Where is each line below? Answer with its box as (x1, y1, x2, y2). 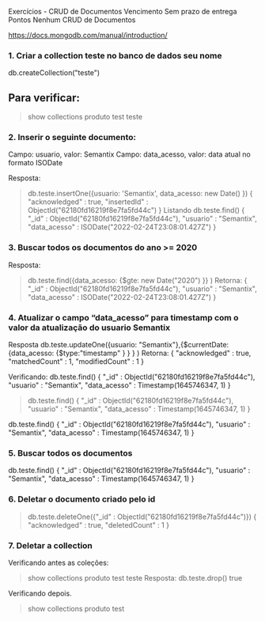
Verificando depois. (8, 589, 73, 598)
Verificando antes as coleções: (8, 558, 109, 567)
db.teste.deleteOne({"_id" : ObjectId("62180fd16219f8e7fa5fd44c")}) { (27, 512, 257, 521)
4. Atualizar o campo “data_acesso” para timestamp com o (8, 312, 239, 323)
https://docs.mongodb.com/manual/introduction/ (8, 31, 168, 40)
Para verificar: (8, 91, 81, 104)
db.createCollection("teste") (8, 68, 100, 78)
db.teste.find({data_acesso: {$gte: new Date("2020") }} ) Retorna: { (27, 275, 248, 285)
